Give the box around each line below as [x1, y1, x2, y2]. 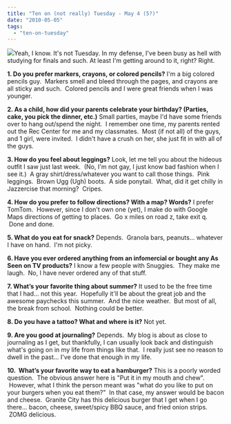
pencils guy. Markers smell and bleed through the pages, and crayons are [7, 77, 219, 86]
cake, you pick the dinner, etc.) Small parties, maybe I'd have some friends [7, 113, 222, 121]
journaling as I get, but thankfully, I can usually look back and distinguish [7, 338, 214, 347]
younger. [7, 92, 32, 100]
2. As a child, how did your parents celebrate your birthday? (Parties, [7, 105, 209, 114]
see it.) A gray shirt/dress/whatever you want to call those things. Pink [7, 170, 210, 178]
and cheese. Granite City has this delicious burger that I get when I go [7, 396, 208, 404]
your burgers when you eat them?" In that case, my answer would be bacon [7, 388, 224, 397]
